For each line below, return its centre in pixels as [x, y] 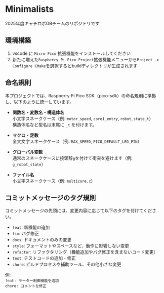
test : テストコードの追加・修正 [44, 258]
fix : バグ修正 [26, 234]
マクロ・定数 [25, 135]
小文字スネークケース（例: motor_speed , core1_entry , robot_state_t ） [83, 118]
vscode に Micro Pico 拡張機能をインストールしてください [71, 53]
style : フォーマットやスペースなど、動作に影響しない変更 [71, 246]
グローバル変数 [27, 152]
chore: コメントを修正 [26, 286]
